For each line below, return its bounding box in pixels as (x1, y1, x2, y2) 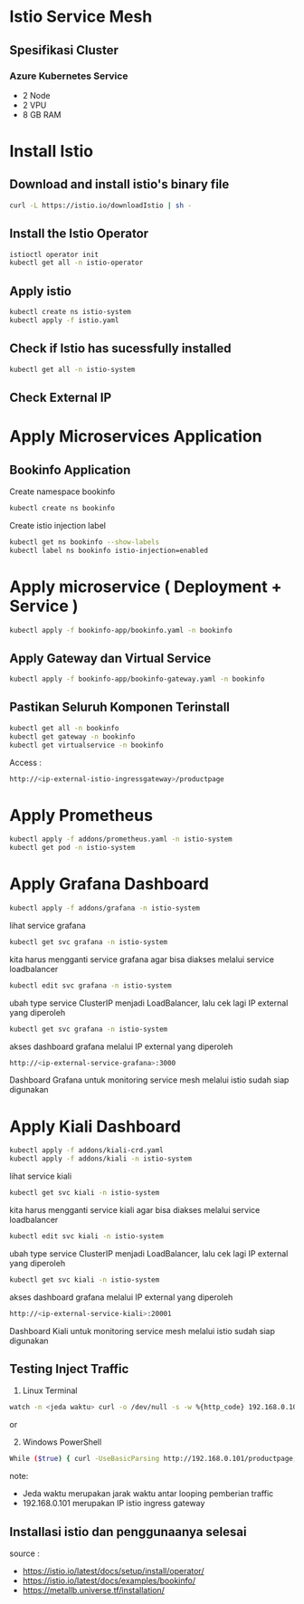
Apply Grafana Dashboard (9, 874, 210, 894)
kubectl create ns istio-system (9, 308, 131, 317)
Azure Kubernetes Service (9, 70, 128, 82)
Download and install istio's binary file (9, 177, 230, 192)
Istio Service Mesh (9, 6, 153, 27)
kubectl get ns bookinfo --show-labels (9, 537, 160, 547)
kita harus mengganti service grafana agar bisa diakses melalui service (9, 953, 274, 965)
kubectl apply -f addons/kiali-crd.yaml (9, 1146, 165, 1155)
